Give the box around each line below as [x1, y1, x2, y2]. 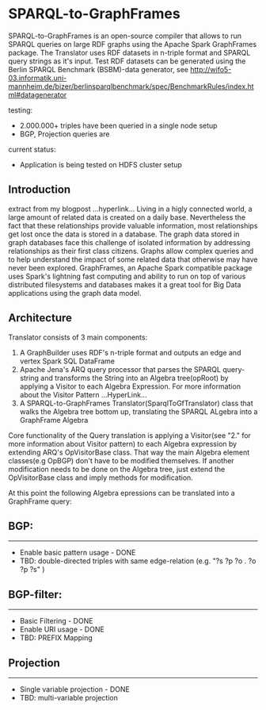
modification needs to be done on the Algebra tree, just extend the [8, 464, 226, 474]
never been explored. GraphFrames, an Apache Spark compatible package [8, 263, 253, 272]
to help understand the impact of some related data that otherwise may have [8, 255, 258, 264]
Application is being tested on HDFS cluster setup [19, 159, 182, 169]
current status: [8, 144, 56, 154]
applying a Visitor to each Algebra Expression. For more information [19, 382, 241, 391]
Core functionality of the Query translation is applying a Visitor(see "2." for [8, 430, 252, 440]
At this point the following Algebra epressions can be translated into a [8, 488, 235, 497]
